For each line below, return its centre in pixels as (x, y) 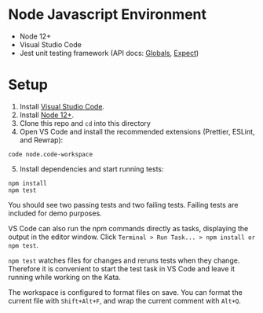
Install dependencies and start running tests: (91, 169)
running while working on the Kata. (65, 277)
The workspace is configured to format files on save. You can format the (126, 292)
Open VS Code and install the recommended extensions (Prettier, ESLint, (137, 131)
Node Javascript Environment (107, 15)
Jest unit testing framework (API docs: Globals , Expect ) (109, 53)
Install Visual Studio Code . (62, 106)
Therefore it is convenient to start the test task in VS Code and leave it (122, 268)
